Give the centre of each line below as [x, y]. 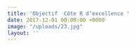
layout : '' [23, 33]
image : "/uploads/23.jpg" [45, 26]
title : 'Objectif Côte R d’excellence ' [69, 13]
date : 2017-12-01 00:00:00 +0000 [56, 20]
